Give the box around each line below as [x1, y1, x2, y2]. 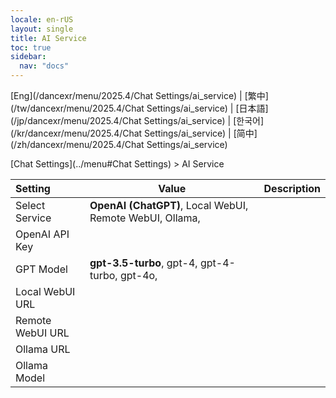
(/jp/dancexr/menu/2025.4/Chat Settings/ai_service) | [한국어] [10, 115, 265, 126]
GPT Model [15, 262, 68, 276]
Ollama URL [15, 342, 71, 356]
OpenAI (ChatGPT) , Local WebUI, [89, 199, 249, 212]
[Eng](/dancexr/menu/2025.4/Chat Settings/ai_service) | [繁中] [10, 90, 269, 101]
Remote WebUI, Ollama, [89, 211, 201, 225]
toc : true [10, 42, 52, 53]
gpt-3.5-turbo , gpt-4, [89, 256, 198, 270]
